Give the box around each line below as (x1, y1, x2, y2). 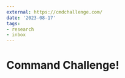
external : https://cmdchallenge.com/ (6, 9, 103, 15)
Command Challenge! (6, 58, 119, 72)
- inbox (6, 32, 26, 38)
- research (6, 26, 34, 33)
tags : (6, 20, 20, 26)
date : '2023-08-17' (6, 15, 56, 21)
